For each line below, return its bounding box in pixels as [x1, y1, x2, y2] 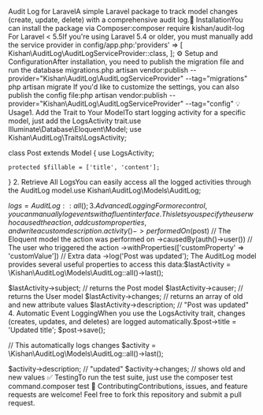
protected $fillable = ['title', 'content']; [8, 163, 160, 171]
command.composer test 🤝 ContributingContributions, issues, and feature [8, 382, 248, 391]
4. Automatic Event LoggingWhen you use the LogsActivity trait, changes [8, 308, 246, 318]
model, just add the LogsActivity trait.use [8, 116, 142, 125]
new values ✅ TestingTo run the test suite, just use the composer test [8, 372, 234, 382]
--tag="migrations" [185, 74, 248, 83]
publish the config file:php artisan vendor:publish [8, 91, 168, 99]
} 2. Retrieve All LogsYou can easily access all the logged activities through [8, 178, 252, 186]
